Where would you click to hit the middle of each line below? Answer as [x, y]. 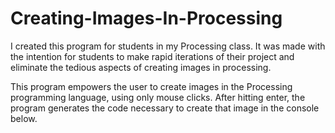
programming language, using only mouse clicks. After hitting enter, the [158, 97]
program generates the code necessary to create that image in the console [165, 108]
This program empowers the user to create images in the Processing [151, 86]
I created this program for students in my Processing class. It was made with [168, 46]
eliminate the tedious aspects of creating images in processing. [141, 67]
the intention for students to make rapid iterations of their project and [152, 56]
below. [24, 118]
